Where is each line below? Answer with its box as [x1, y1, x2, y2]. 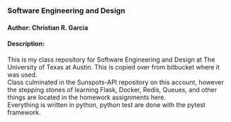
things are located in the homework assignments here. [7, 93, 167, 101]
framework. [7, 108, 41, 116]
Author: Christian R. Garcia [7, 23, 89, 32]
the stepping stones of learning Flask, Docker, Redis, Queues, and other [7, 85, 218, 94]
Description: [7, 40, 45, 48]
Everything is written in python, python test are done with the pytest [7, 100, 205, 109]
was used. [7, 70, 38, 79]
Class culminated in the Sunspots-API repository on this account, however [7, 77, 225, 87]
